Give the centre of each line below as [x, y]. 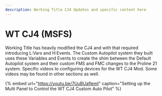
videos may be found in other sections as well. [52, 74]
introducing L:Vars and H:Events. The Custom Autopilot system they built [79, 53]
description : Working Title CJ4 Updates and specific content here [76, 10]
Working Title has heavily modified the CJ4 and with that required [72, 48]
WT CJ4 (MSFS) [39, 34]
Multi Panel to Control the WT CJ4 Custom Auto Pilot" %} [63, 89]
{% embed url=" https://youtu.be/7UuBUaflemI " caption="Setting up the [78, 83]
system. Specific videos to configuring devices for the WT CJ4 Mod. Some [81, 68]
